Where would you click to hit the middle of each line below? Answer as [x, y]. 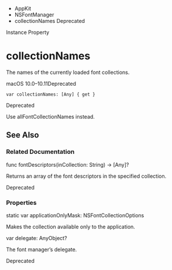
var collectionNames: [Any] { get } [51, 94]
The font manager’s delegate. [42, 249]
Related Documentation [40, 152]
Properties [21, 203]
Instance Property [28, 32]
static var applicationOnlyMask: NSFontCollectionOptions [75, 215]
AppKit [23, 9]
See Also [23, 135]
